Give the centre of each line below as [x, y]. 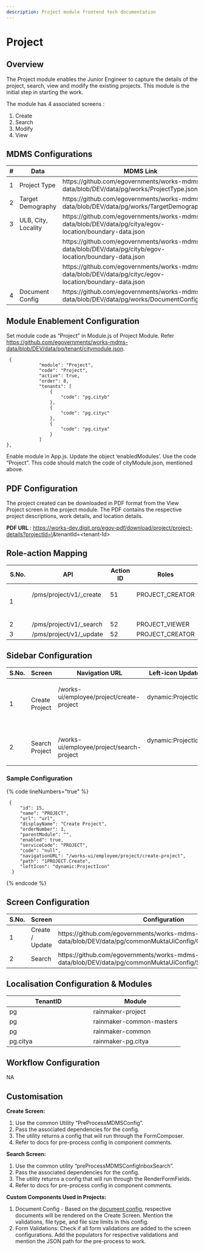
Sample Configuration [39, 778]
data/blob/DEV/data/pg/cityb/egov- [114, 249]
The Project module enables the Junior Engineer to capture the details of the [102, 79]
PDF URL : [19, 528]
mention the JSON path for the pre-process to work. [80, 1241]
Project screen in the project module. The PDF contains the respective [94, 510]
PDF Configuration [42, 489]
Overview [25, 65]
